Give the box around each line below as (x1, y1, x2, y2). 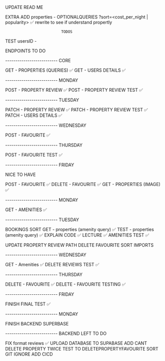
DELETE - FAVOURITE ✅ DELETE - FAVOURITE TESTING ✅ (5, 281, 126, 287)
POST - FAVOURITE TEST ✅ (5, 152, 63, 157)
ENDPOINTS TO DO (5, 48, 46, 54)
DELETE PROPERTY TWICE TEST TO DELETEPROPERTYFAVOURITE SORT (5, 346, 158, 351)
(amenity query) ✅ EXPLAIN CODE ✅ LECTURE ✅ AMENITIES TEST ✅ (5, 232, 149, 238)
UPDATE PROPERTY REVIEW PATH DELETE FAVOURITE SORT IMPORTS (5, 242, 154, 248)
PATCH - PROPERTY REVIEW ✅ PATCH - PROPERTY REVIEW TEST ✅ (5, 107, 148, 112)
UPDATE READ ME (5, 5, 43, 10)
